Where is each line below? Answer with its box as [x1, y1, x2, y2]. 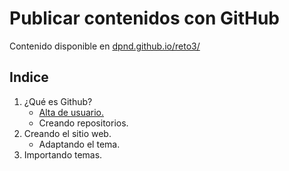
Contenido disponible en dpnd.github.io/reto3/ [9, 40, 201, 52]
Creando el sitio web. [23, 127, 112, 139]
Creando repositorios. [38, 117, 129, 129]
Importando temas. [23, 148, 103, 161]
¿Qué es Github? [23, 95, 93, 107]
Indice [9, 69, 49, 86]
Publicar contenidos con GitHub [9, 7, 280, 30]
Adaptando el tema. [38, 138, 121, 150]
